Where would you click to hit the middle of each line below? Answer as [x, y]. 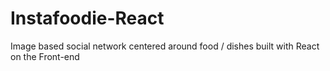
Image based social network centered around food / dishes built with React [165, 46]
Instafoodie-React [87, 18]
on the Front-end [45, 56]
